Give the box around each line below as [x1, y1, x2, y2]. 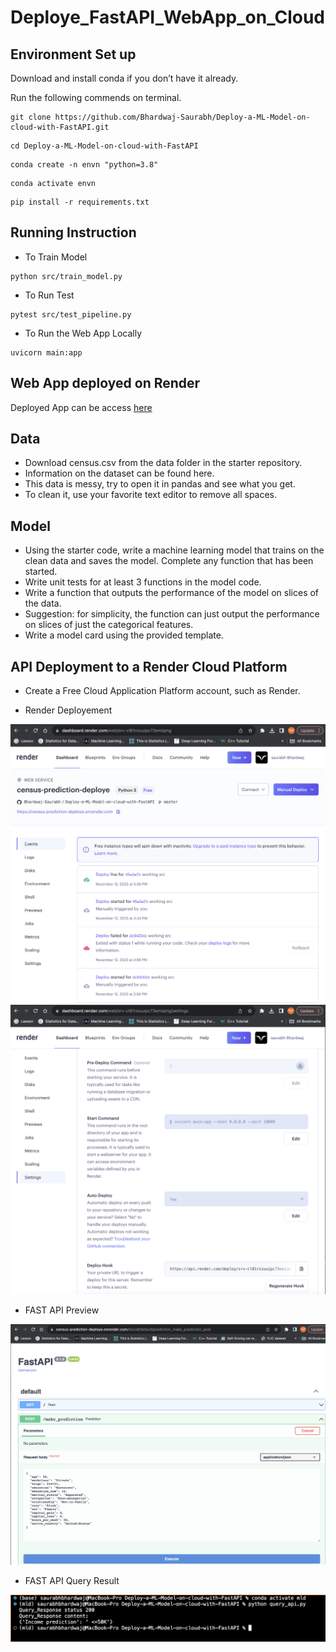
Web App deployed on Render [10, 375, 201, 392]
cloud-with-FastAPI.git [10, 122, 110, 132]
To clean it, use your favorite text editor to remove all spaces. [24, 489, 278, 501]
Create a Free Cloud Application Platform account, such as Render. [24, 685, 301, 697]
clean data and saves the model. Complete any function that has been [24, 555, 314, 567]
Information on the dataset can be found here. [24, 467, 215, 480]
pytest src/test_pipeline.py [10, 309, 132, 320]
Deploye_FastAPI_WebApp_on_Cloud [10, 6, 325, 29]
